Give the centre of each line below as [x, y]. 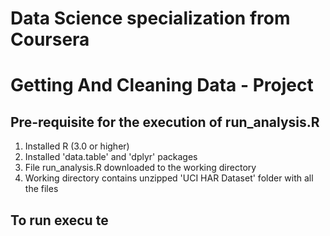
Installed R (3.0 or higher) [77, 146]
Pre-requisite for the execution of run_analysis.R [165, 122]
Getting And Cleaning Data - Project [162, 85]
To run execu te [59, 220]
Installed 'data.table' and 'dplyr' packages [111, 157]
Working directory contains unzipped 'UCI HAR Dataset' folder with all [169, 178]
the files [41, 189]
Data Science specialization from [150, 18]
